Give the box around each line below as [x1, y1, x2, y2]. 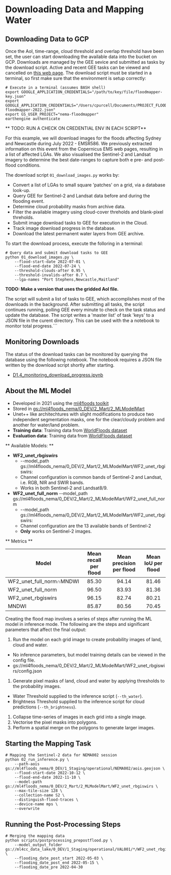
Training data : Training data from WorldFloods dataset [12, 427, 127, 433]
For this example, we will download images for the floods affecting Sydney [5, 135, 161, 141]
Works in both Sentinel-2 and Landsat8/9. [20, 485, 108, 491]
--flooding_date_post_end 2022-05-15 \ [14, 860, 99, 865]
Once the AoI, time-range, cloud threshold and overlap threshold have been [5, 48, 164, 54]
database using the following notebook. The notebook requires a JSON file [5, 357, 162, 363]
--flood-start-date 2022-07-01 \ [14, 259, 85, 264]
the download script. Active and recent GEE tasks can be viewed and [5, 65, 150, 70]
